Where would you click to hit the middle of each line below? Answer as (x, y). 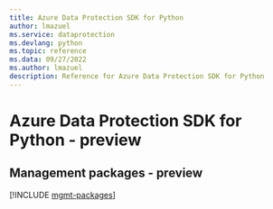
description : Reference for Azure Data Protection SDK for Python (137, 77)
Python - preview (75, 140)
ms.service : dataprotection (62, 34)
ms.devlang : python (46, 43)
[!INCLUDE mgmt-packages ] (62, 195)
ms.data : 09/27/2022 (48, 59)
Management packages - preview (106, 173)
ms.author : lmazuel (46, 68)
